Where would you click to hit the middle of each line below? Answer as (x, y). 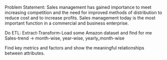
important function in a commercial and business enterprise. (67, 23)
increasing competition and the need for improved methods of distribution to (83, 12)
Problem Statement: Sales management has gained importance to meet (78, 7)
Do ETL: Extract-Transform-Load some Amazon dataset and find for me (78, 33)
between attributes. (25, 53)
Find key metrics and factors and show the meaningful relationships (74, 48)
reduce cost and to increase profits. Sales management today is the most (80, 18)
